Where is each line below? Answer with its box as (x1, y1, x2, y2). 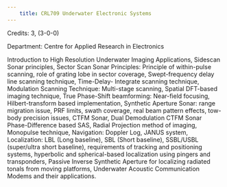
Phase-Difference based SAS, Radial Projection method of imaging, (7, 121, 198, 129)
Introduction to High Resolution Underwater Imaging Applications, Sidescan (7, 55, 221, 64)
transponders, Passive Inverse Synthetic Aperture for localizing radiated (7, 157, 211, 165)
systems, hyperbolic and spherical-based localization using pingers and (7, 150, 211, 158)
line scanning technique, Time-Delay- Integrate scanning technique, (7, 77, 200, 86)
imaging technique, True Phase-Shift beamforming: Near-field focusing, (7, 92, 211, 100)
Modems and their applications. (7, 172, 97, 180)
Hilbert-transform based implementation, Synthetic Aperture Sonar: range (7, 99, 216, 107)
